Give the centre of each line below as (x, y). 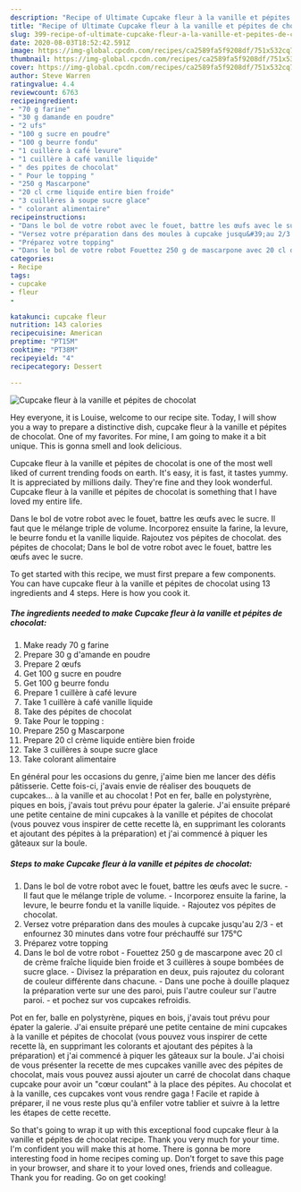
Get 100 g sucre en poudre (72, 674)
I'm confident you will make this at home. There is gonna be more (130, 1149)
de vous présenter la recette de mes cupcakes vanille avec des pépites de (147, 1065)
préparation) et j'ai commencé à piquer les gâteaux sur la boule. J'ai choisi (147, 1056)
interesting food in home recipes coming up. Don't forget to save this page (147, 1159)
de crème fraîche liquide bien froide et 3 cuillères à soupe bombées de (153, 962)
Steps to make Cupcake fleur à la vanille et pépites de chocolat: (131, 864)
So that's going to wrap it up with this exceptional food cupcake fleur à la (145, 1130)
